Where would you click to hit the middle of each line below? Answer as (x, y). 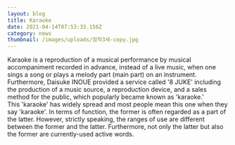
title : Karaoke (30, 20)
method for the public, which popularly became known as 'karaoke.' (106, 97)
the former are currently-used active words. (71, 134)
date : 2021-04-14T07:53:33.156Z (55, 27)
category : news (30, 33)
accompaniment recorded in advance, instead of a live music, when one (112, 67)
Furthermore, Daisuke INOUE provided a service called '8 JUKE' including (114, 82)
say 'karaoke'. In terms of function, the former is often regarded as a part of (117, 112)
